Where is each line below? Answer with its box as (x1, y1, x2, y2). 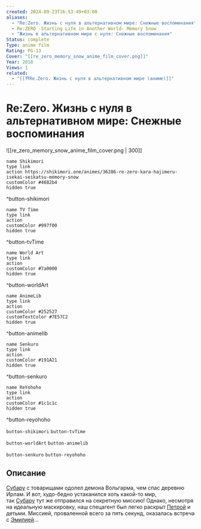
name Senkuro (6, 341, 39, 348)
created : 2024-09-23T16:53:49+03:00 (6, 8, 98, 15)
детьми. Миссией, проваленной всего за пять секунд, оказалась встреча (6, 509, 195, 516)
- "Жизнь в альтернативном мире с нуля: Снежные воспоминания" (11, 31, 172, 37)
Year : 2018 (6, 59, 33, 65)
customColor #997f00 (6, 223, 58, 229)
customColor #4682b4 (6, 179, 58, 186)
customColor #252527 (6, 309, 58, 315)
